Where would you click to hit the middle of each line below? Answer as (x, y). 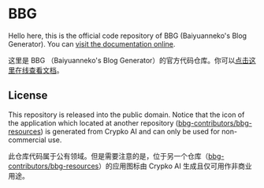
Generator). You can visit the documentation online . (92, 43)
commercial (27, 140)
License (28, 96)
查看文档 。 (46, 70)
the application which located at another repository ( (93, 122)
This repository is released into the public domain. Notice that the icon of (126, 115)
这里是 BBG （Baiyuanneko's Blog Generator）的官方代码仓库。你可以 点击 (129, 60)
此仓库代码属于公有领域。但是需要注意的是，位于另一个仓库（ (108, 156)
